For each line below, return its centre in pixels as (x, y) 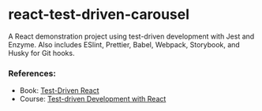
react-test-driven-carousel (99, 15)
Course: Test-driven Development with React (93, 99)
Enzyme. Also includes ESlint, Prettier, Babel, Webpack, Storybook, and (124, 44)
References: (32, 73)
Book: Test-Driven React (60, 91)
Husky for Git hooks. (41, 53)
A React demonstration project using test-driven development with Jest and (131, 36)
